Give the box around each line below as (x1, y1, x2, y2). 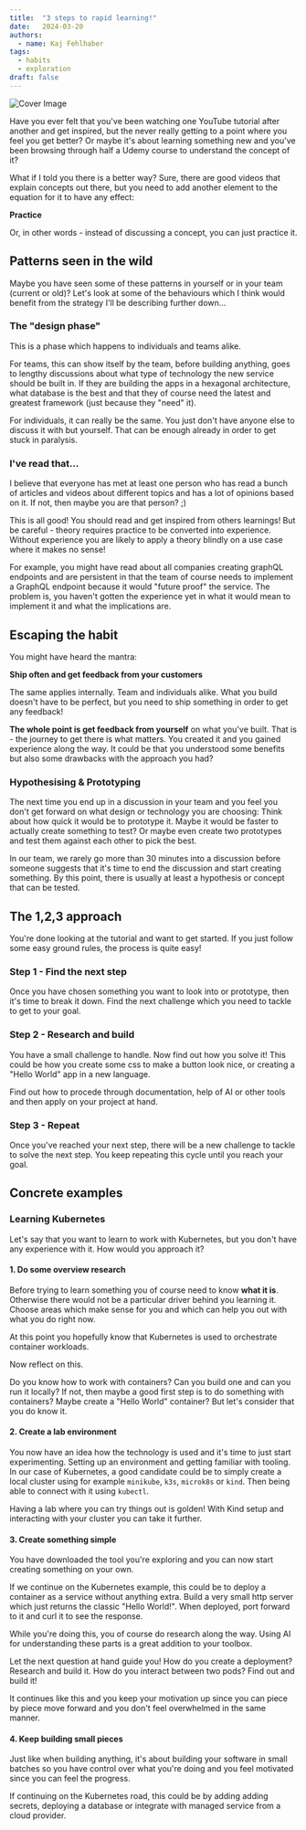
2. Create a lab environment (9, 1426, 117, 1437)
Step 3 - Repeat (9, 1118, 80, 1131)
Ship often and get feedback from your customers (9, 669, 204, 680)
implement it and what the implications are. (9, 600, 172, 612)
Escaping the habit (9, 627, 119, 642)
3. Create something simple (9, 1534, 117, 1545)
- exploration (17, 65, 71, 74)
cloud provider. (9, 1810, 67, 1821)
